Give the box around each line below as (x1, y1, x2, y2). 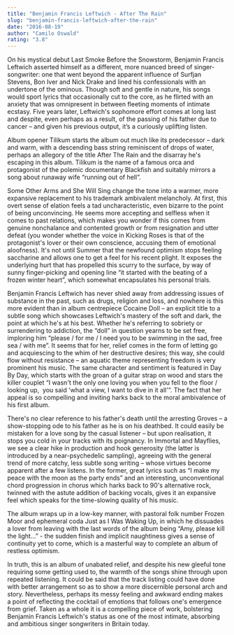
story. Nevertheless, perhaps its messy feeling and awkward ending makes (7, 590, 224, 599)
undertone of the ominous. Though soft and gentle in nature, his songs (7, 85, 211, 94)
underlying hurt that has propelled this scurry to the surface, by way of (7, 261, 212, 269)
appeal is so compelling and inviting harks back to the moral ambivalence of (7, 393, 226, 402)
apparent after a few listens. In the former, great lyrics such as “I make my (7, 466, 220, 475)
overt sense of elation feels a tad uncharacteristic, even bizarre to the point (7, 201, 224, 210)
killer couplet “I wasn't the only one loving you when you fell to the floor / (7, 378, 218, 387)
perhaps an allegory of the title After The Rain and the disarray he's (7, 151, 201, 159)
